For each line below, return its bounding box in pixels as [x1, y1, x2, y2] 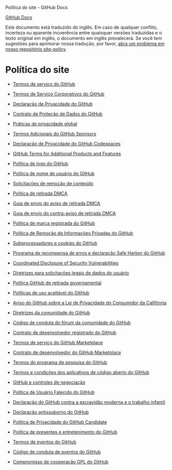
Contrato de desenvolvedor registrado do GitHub [12, 329, 117, 336]
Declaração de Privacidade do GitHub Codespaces [12, 141, 121, 147]
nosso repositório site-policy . [5, 46, 67, 52]
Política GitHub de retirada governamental [12, 280, 102, 286]
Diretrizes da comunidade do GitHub [12, 309, 90, 316]
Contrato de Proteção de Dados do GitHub [12, 110, 103, 117]
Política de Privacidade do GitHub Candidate [12, 419, 107, 425]
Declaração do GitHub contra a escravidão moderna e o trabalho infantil [12, 399, 165, 405]
